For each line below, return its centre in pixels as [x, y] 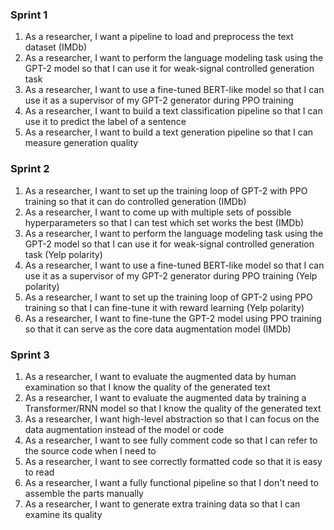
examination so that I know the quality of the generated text [147, 387]
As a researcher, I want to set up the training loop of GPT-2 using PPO [168, 297]
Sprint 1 [29, 15]
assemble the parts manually [84, 493]
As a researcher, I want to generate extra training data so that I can [162, 504]
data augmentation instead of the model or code [124, 429]
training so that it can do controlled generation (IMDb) [135, 201]
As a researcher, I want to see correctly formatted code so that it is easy [173, 461]
